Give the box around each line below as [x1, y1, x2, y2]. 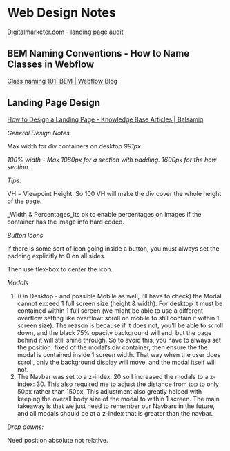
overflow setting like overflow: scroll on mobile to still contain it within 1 [17, 314, 220, 322]
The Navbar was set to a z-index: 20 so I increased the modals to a [17, 372, 209, 381]
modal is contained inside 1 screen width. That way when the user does [17, 350, 221, 358]
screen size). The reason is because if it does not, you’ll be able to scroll [17, 321, 223, 329]
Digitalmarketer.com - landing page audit [7, 28, 124, 36]
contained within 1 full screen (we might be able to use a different [17, 306, 204, 315]
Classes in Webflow [7, 59, 95, 70]
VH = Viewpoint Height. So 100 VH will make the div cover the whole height [7, 189, 222, 198]
